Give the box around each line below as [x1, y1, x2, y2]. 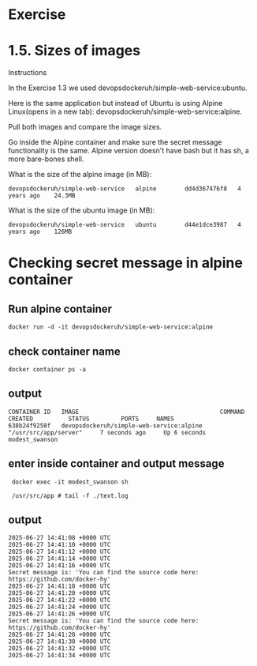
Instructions [8, 68, 47, 77]
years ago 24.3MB [8, 192, 76, 200]
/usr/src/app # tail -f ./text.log [11, 491, 128, 499]
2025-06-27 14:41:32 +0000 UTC [8, 645, 111, 653]
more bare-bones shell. [8, 154, 84, 164]
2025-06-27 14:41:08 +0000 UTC [8, 534, 111, 542]
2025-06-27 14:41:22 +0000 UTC [8, 596, 111, 604]
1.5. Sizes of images [8, 42, 140, 60]
